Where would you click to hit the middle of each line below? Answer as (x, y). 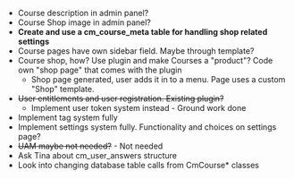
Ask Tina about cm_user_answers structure (97, 155)
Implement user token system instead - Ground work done (139, 108)
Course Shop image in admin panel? (84, 22)
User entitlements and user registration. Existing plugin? (121, 98)
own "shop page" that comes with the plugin (100, 70)
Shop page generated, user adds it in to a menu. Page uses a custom (158, 79)
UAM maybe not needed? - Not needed (90, 146)
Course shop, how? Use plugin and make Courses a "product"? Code (145, 60)
